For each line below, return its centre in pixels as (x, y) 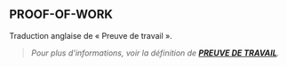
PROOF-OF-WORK (61, 15)
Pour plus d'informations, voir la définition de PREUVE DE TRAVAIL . (155, 53)
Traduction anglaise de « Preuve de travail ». (91, 35)
